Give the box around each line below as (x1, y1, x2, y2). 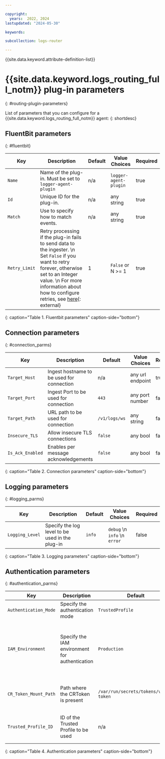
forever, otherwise (40, 265, 82, 272)
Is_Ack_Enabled (7, 450, 43, 456)
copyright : (5, 11, 27, 16)
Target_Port (7, 395, 36, 400)
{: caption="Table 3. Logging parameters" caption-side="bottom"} (5, 553, 139, 559)
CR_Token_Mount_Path (7, 691, 55, 697)
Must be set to (46, 175, 80, 182)
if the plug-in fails (40, 234, 82, 240)
